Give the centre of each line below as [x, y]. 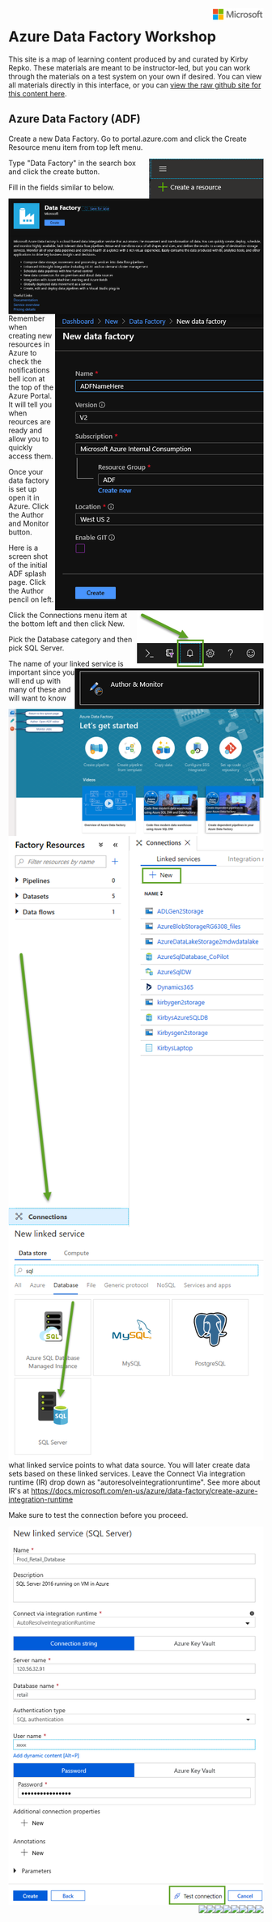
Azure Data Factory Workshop [113, 37]
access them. [31, 456]
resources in [29, 344]
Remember [27, 318]
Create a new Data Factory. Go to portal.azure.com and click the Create [127, 139]
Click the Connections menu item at [68, 616]
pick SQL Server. [36, 648]
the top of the [31, 387]
